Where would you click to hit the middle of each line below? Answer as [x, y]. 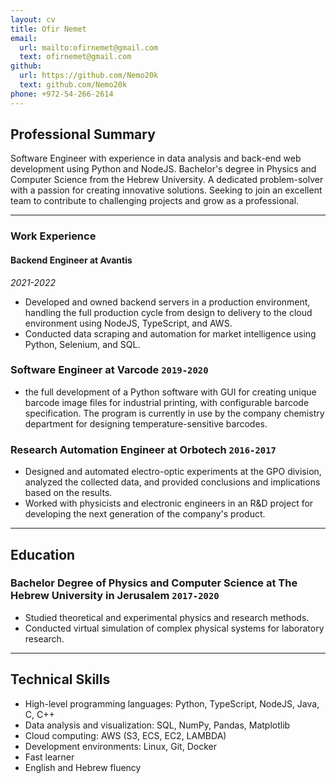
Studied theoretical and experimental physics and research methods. [167, 617]
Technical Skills [60, 679]
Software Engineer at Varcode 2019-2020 [109, 370]
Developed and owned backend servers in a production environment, [167, 302]
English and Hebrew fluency [83, 767]
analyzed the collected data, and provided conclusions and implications [172, 482]
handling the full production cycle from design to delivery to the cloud [168, 312]
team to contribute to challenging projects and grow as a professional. [155, 201]
